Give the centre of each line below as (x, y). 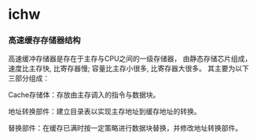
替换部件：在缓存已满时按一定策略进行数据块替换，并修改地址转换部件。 (125, 128)
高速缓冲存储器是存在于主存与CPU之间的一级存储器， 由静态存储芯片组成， (130, 59)
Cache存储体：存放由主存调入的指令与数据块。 (84, 95)
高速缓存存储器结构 (44, 41)
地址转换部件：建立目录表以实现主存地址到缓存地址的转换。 (105, 112)
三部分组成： (29, 78)
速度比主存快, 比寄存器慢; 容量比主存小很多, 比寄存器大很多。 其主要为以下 (129, 69)
